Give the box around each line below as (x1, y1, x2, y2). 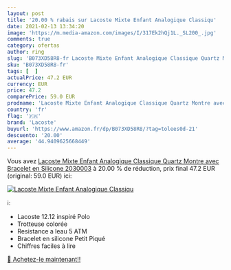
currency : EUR (7, 81, 48, 87)
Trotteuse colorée (16, 220, 67, 228)
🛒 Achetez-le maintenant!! (7, 256, 81, 264)
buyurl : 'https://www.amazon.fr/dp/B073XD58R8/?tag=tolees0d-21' (7, 125, 198, 132)
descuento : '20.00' (7, 132, 63, 138)
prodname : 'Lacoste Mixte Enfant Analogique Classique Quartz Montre (7, 100, 211, 107)
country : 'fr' (7, 106, 48, 113)
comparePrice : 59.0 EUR (7, 94, 76, 101)
